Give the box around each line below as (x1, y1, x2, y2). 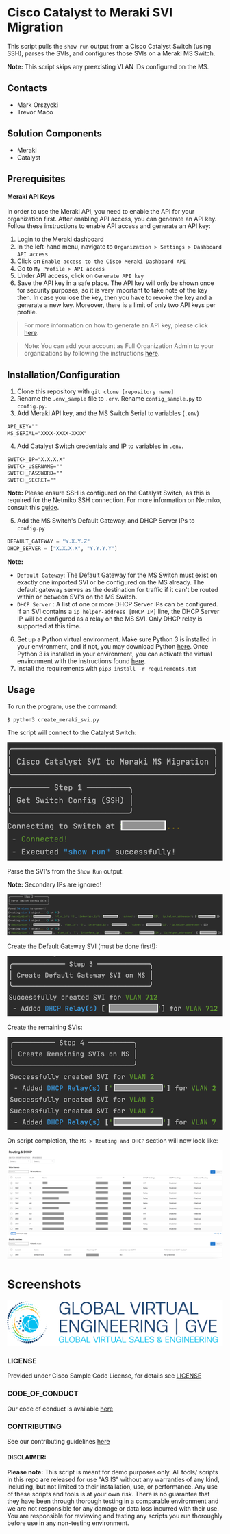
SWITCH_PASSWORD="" (7, 469, 63, 477)
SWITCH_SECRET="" (7, 476, 57, 484)
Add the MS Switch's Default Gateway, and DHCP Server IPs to (16, 516, 195, 525)
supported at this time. (16, 621, 81, 630)
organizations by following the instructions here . (23, 349, 160, 358)
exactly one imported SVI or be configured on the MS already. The (16, 578, 205, 586)
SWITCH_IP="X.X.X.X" (7, 456, 66, 463)
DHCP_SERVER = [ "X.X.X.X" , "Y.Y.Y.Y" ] (7, 545, 118, 552)
